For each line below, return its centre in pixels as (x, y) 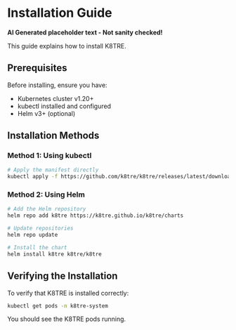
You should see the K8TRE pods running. (67, 319)
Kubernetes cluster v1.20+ (55, 98)
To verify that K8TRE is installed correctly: (68, 293)
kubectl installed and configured (64, 106)
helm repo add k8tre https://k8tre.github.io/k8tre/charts (96, 216)
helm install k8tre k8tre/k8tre (54, 254)
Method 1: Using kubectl (50, 156)
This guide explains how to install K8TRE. (67, 46)
